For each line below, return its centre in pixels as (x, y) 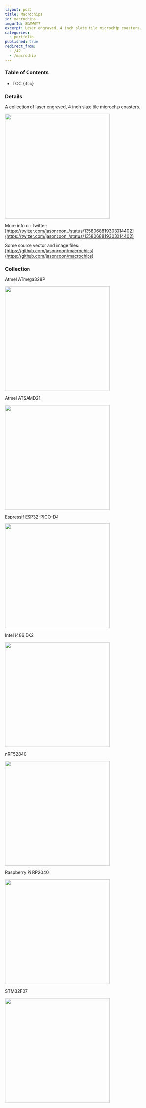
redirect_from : (21, 46)
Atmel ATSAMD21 (23, 398)
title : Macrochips (24, 14)
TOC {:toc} (23, 83)
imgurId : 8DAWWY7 (23, 23)
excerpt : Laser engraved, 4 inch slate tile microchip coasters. (73, 28)
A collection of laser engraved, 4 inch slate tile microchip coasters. (73, 107)
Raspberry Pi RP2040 (27, 872)
